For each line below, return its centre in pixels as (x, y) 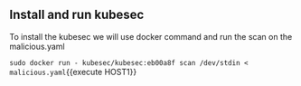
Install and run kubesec (77, 15)
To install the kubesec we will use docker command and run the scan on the (151, 36)
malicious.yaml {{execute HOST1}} (73, 72)
